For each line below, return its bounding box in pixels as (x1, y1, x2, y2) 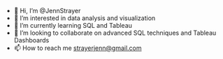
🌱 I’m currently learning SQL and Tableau (13, 22, 133, 29)
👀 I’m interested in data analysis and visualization (13, 14, 156, 22)
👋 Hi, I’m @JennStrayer (13, 7, 81, 15)
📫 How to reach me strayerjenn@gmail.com (13, 44, 142, 52)
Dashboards (13, 36, 50, 44)
